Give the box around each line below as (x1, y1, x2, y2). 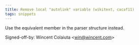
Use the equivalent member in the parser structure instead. (5, 25, 124, 30)
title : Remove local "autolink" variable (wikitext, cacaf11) (5, 7, 135, 12)
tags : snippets (5, 12, 36, 16)
